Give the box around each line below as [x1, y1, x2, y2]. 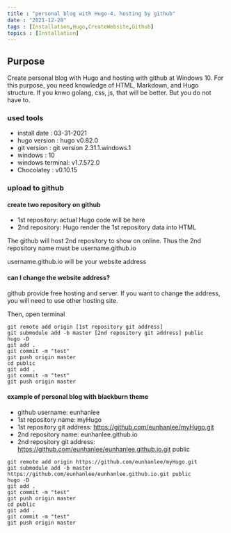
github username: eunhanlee [17, 408, 100, 416]
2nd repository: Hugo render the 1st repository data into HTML [17, 223, 197, 231]
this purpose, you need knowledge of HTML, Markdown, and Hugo [7, 81, 199, 90]
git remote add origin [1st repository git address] [7, 323, 164, 330]
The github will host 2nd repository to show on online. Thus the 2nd [7, 237, 202, 245]
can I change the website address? [7, 274, 110, 282]
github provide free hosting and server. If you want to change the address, [7, 289, 221, 297]
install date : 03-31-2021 [17, 129, 87, 138]
